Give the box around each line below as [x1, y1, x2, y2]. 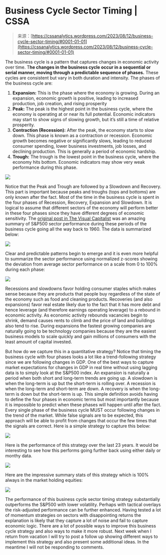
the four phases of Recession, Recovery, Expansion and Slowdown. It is [5, 199, 152, 205]
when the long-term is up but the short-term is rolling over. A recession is [5, 380, 156, 386]
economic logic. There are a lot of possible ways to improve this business [5, 522, 156, 528]
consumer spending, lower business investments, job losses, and [12, 143, 147, 149]
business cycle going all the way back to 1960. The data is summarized [5, 226, 151, 232]
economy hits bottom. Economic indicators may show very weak [12, 159, 146, 165]
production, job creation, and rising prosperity [12, 100, 107, 106]
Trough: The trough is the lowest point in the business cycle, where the [12, 153, 160, 160]
